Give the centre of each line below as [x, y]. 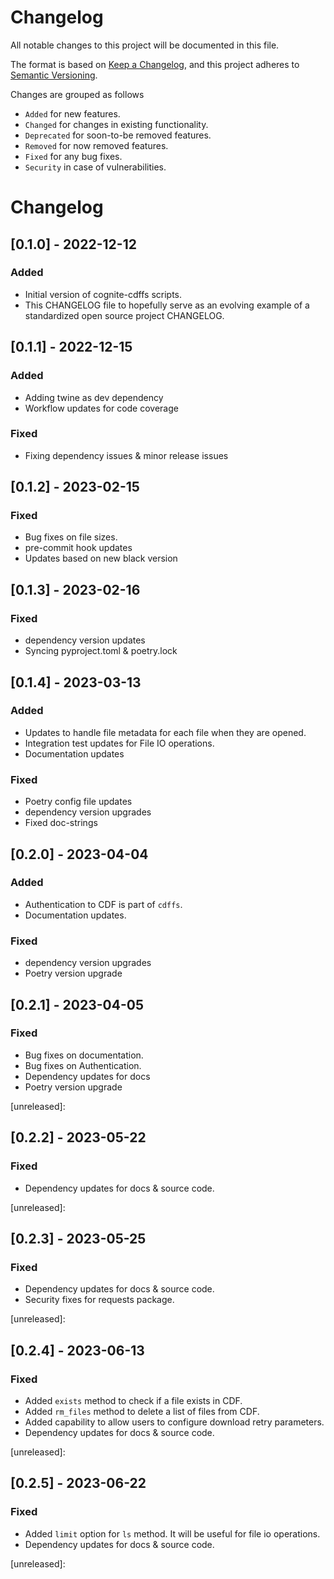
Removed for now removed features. [96, 145]
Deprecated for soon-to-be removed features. [118, 135]
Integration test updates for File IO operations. [119, 743]
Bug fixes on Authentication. [83, 1065]
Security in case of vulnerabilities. [95, 167]
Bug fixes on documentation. [84, 1055]
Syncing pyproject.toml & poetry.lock [101, 651]
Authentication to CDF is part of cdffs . [103, 904]
